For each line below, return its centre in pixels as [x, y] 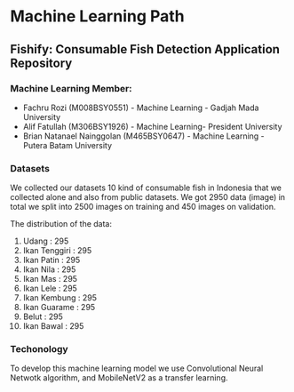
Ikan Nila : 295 [49, 269]
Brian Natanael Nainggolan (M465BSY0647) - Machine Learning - [143, 136]
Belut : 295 [43, 316]
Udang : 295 [46, 241]
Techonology [40, 349]
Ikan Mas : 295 [50, 279]
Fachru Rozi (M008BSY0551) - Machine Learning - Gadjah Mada [141, 108]
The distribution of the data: [61, 224]
